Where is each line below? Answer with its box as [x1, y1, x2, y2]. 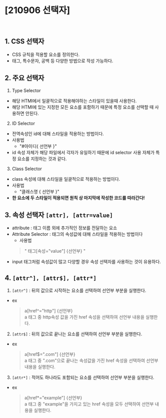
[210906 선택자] [4, 5, 70, 16]
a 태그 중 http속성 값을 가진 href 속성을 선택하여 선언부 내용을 [24, 314, 144, 320]
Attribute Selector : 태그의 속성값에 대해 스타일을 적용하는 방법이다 [11, 231, 143, 237]
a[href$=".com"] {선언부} [24, 351, 75, 357]
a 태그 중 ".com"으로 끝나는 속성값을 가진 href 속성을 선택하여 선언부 [24, 357, 158, 363]
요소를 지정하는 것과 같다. [17, 156, 67, 162]
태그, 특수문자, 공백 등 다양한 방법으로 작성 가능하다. [11, 58, 113, 64]
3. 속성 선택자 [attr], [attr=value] [4, 211, 113, 219]
